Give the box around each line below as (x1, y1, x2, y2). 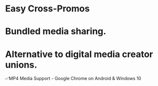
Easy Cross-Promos (5, 3, 90, 14)
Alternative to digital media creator (5, 48, 153, 60)
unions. (5, 59, 37, 70)
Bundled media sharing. (5, 26, 106, 37)
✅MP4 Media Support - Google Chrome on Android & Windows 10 (5, 76, 141, 82)
